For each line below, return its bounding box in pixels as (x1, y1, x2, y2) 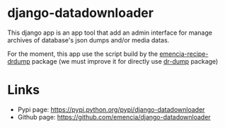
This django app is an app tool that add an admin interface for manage (7, 28, 212, 37)
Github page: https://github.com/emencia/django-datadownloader (17, 112, 211, 121)
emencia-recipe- (158, 50, 209, 58)
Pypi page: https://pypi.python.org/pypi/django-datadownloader (17, 105, 205, 114)
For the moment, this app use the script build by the (7, 50, 158, 58)
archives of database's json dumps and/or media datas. (7, 35, 170, 44)
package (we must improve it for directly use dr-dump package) (31, 57, 219, 65)
